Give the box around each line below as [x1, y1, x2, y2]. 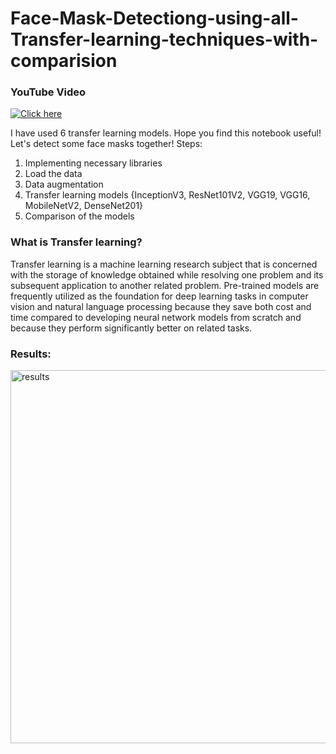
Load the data [24, 168, 83, 180]
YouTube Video [10, 85, 87, 99]
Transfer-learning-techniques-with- [10, 28, 319, 51]
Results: [10, 347, 52, 361]
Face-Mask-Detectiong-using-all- [10, 7, 299, 30]
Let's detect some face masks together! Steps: [10, 138, 203, 150]
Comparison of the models [24, 210, 135, 222]
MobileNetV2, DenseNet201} [24, 200, 144, 212]
